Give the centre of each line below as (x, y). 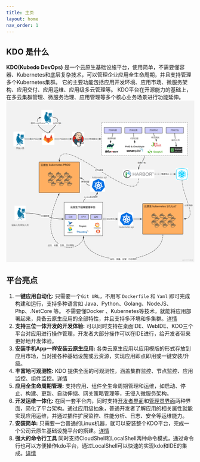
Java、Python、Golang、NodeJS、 (128, 303)
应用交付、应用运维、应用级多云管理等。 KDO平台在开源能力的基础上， (104, 90)
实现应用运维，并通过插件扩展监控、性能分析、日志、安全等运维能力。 (101, 415)
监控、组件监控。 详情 (41, 378)
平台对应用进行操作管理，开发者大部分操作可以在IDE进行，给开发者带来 (103, 333)
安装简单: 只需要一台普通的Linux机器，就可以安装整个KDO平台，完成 (99, 423)
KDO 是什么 (28, 52)
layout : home (22, 19)
